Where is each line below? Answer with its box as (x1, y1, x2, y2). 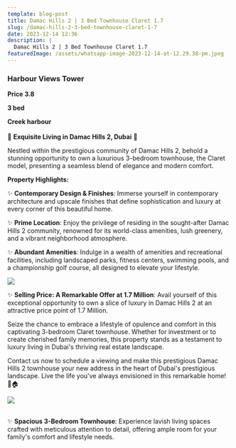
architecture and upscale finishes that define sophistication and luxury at (7, 197, 221, 206)
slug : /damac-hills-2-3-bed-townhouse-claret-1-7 (7, 24, 158, 31)
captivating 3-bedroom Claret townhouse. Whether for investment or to (7, 328, 217, 336)
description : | (7, 37, 53, 44)
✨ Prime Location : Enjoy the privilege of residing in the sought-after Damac (7, 219, 230, 227)
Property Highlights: (7, 175, 69, 184)
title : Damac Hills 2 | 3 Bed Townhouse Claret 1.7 (7, 17, 163, 24)
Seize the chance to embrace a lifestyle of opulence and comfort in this (7, 320, 217, 328)
